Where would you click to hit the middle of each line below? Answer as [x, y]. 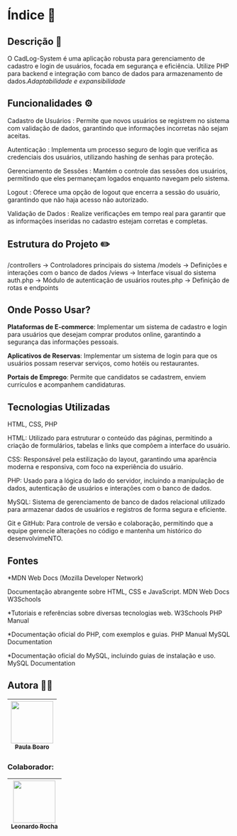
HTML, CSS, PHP [33, 424]
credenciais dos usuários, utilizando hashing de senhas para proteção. [111, 157]
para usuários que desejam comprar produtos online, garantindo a [104, 335]
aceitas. [19, 136]
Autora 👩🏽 [30, 686]
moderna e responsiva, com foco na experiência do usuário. [95, 467]
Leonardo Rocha [34, 827]
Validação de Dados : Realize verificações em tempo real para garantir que [116, 213]
